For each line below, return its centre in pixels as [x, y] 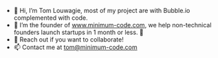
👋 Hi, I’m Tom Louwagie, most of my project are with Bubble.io [102, 11]
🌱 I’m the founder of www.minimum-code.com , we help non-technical [112, 25]
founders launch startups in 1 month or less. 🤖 [79, 32]
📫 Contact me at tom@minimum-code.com [75, 47]
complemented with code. [51, 18]
